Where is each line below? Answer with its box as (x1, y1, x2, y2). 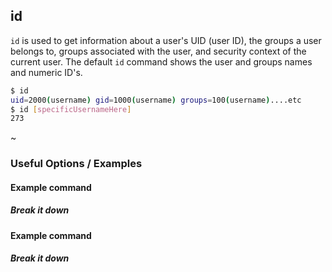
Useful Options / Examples (10, 157, 143, 171)
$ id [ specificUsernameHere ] (10, 104, 132, 114)
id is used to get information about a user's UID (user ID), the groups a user (10, 34, 322, 46)
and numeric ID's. (10, 66, 83, 78)
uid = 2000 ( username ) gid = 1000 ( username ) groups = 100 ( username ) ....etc (10, 95, 302, 105)
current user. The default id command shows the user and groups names (10, 55, 313, 68)
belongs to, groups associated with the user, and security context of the (10, 45, 307, 57)
